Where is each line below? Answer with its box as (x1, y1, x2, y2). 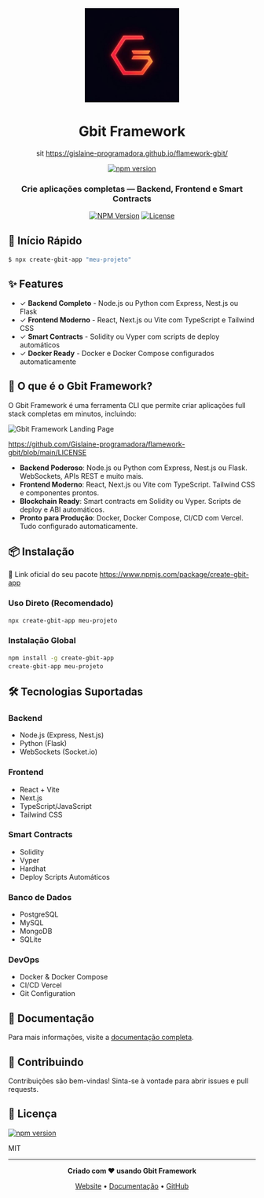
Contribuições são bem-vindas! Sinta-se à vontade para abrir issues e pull (8, 1076, 249, 1086)
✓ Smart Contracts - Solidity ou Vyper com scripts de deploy (19, 332, 220, 341)
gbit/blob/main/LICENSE (8, 447, 87, 457)
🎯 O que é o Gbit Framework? (8, 380, 153, 393)
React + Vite (19, 785, 60, 794)
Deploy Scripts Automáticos (19, 872, 110, 881)
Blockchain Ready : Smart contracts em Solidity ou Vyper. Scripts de (19, 496, 241, 505)
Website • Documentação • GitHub (75, 1181, 189, 1190)
